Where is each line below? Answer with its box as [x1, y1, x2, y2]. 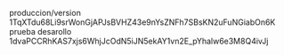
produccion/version [9, 8, 82, 18]
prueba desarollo [9, 27, 72, 36]
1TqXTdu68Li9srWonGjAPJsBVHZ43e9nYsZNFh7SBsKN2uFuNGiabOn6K [9, 17, 276, 27]
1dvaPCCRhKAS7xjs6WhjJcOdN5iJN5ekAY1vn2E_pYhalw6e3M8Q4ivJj [9, 35, 269, 46]
